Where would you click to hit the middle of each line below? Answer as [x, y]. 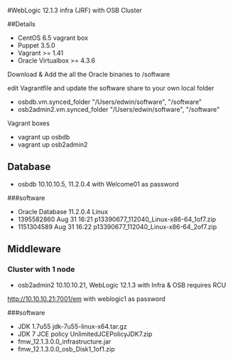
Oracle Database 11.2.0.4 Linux [63, 211]
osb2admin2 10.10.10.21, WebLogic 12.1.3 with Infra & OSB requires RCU [122, 285]
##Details [21, 24]
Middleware [34, 249]
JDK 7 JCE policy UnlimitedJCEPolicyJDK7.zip [85, 334]
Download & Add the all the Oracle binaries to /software [89, 74]
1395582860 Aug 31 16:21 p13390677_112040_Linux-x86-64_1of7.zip [117, 219]
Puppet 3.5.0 [36, 45]
